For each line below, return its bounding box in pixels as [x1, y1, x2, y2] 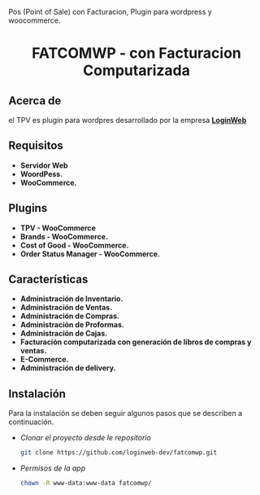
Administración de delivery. [19, 363, 116, 373]
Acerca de [8, 94, 62, 107]
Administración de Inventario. [19, 294, 123, 304]
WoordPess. [19, 169, 63, 178]
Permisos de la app [19, 463, 86, 473]
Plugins [8, 201, 48, 215]
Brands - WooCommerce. [19, 231, 108, 241]
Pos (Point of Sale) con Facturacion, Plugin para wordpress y [8, 7, 213, 16]
